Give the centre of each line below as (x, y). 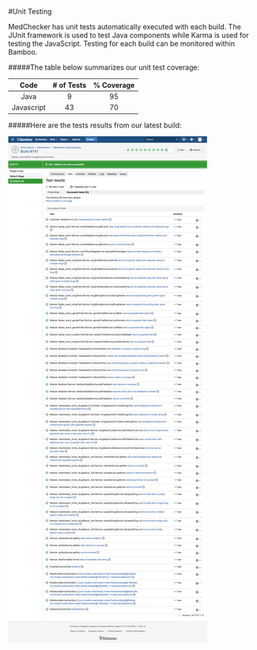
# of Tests (70, 85)
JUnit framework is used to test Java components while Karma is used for (128, 35)
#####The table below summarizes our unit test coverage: (104, 67)
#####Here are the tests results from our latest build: (95, 125)
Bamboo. (23, 52)
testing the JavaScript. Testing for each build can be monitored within (122, 44)
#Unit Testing (30, 11)
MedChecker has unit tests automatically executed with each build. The (125, 27)
